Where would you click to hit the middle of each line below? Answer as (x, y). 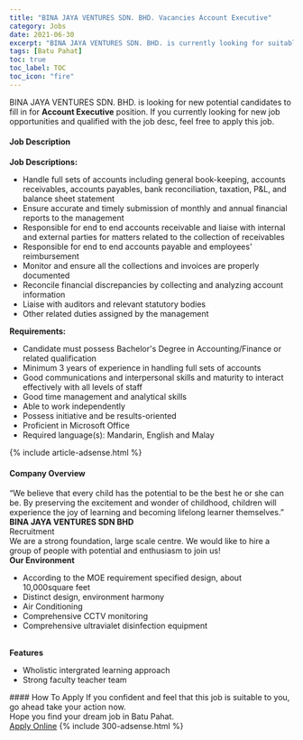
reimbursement (50, 256)
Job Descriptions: (44, 162)
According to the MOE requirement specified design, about (132, 578)
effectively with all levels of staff (82, 387)
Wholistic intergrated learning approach (96, 671)
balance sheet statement (69, 199)
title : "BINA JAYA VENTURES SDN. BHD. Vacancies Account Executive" (141, 18)
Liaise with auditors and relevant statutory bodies (114, 304)
